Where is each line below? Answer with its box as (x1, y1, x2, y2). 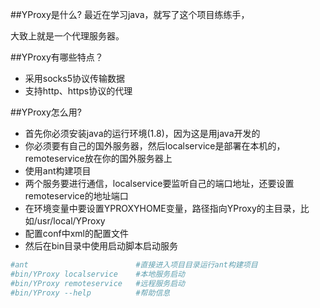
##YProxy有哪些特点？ (10, 51, 104, 63)
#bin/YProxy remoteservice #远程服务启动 (10, 278, 185, 288)
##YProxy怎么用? (10, 106, 82, 118)
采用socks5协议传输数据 (24, 73, 125, 84)
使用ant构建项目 (24, 165, 92, 177)
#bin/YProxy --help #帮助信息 (10, 288, 171, 298)
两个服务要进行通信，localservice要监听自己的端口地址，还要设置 (24, 178, 295, 189)
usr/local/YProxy (36, 215, 106, 227)
